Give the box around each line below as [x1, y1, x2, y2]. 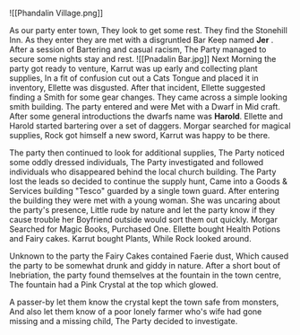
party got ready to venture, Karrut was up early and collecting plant [9, 63, 258, 74]
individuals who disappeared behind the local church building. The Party [9, 166, 277, 177]
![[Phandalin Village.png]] [9, 8, 104, 18]
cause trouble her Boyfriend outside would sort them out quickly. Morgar [9, 215, 278, 225]
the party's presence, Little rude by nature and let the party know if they [9, 205, 276, 215]
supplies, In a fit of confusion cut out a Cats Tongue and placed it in [9, 73, 259, 84]
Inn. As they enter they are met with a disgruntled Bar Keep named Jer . [9, 35, 274, 45]
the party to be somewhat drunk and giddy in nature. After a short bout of [9, 260, 280, 270]
